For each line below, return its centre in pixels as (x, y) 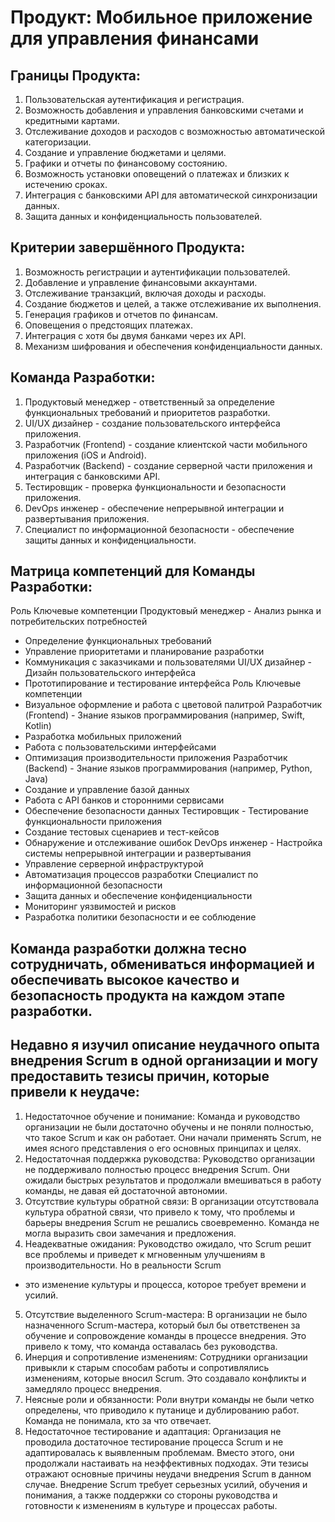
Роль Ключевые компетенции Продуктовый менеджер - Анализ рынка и (166, 611)
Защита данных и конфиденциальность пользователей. (143, 216)
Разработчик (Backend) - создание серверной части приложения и (168, 465)
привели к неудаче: (75, 1092)
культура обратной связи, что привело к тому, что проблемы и (160, 1212)
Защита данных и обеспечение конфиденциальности (138, 896)
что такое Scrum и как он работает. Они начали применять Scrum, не (173, 1137)
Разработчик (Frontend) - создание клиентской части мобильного (166, 444)
